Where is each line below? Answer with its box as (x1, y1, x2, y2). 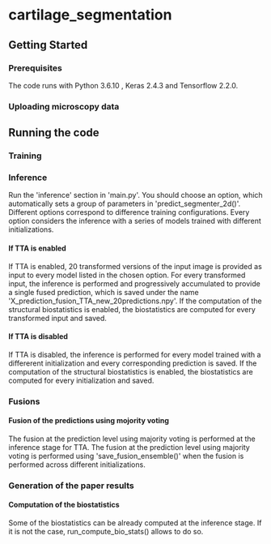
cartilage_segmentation (8, 6, 172, 24)
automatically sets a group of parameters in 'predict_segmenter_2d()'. (8, 199, 241, 208)
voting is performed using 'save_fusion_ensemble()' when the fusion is (8, 451, 244, 460)
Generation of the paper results (8, 480, 135, 491)
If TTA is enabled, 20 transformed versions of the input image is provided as (8, 261, 263, 271)
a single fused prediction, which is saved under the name (8, 287, 200, 297)
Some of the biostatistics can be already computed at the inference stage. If (8, 518, 262, 528)
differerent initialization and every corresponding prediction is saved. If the (8, 358, 257, 368)
